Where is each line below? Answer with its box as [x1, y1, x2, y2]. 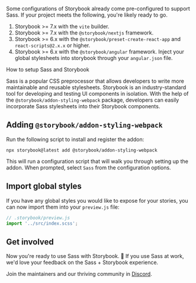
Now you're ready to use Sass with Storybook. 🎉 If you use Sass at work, [6, 253, 185, 260]
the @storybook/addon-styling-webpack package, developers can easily [6, 96, 179, 103]
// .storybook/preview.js [6, 215, 70, 221]
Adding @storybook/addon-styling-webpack [6, 120, 163, 130]
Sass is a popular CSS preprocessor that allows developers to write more [6, 77, 185, 84]
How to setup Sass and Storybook [6, 66, 90, 73]
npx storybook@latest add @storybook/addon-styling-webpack [6, 147, 158, 153]
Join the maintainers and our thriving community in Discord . [6, 271, 152, 278]
